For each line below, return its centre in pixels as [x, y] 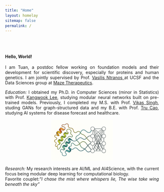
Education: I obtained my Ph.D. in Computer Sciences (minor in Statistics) [82, 92]
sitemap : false [20, 20]
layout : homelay [21, 15]
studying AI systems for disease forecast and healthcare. [62, 113]
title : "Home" [20, 10]
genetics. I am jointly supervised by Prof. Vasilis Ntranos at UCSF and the [82, 77]
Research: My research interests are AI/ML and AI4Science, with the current [82, 169]
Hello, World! [19, 57]
